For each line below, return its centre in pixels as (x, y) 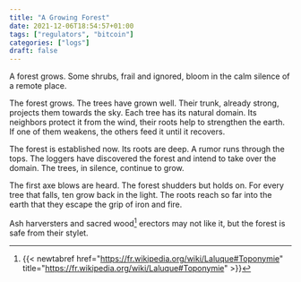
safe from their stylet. (49, 233)
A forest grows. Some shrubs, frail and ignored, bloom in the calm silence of (150, 76)
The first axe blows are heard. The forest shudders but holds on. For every (147, 185)
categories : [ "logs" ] (50, 43)
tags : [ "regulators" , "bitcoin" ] (72, 34)
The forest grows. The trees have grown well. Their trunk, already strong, (144, 103)
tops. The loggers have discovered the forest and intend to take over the (143, 158)
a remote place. (38, 86)
